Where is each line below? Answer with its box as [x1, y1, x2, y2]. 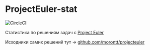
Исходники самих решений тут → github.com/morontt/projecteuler [5, 39, 145, 45]
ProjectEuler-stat [5, 3, 77, 15]
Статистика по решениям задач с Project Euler [5, 29, 104, 35]
